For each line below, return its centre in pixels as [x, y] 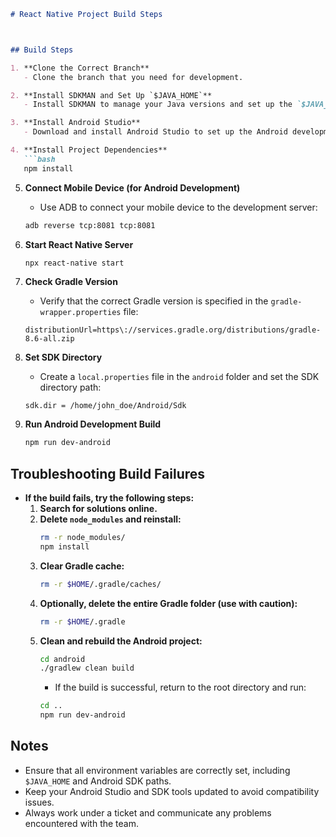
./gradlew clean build [87, 668]
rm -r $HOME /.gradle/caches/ [100, 584]
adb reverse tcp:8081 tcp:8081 [90, 225]
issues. [39, 802]
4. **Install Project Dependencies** [89, 150]
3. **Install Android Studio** [75, 123]
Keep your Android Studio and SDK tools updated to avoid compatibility [172, 791]
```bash [39, 159]
